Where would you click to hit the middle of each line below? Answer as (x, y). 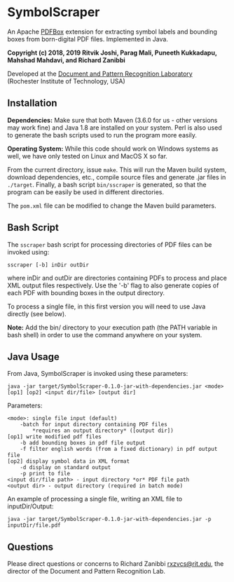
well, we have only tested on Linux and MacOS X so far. (88, 156)
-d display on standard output (66, 468)
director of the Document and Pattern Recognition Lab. (87, 571)
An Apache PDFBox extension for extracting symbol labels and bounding (112, 32)
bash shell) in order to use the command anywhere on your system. (105, 334)
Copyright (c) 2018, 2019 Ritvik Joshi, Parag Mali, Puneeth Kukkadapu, (112, 53)
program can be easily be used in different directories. (86, 192)
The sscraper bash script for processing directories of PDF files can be (110, 244)
